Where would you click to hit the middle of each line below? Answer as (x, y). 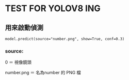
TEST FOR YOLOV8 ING (53, 8)
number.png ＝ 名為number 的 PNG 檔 (43, 73)
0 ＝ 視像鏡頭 (18, 62)
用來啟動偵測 (24, 27)
